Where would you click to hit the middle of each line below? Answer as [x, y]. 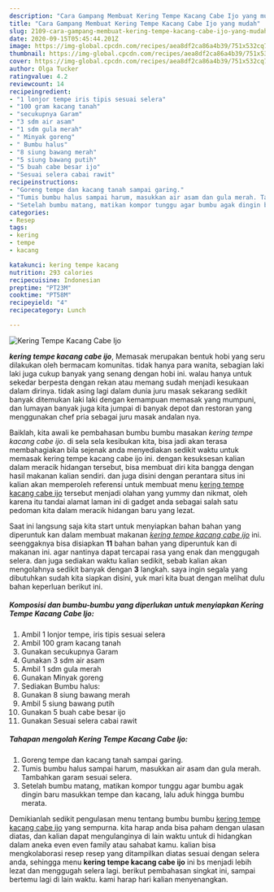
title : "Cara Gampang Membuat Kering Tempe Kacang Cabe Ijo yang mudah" [135, 24]
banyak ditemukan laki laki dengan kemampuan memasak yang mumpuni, [133, 399]
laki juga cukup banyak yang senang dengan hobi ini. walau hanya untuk [130, 373]
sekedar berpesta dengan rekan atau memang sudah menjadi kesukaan [129, 382]
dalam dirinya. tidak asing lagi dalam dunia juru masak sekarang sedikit [128, 390]
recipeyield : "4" [39, 303]
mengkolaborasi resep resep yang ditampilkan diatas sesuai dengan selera [134, 853]
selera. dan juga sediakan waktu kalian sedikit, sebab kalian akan [118, 560]
